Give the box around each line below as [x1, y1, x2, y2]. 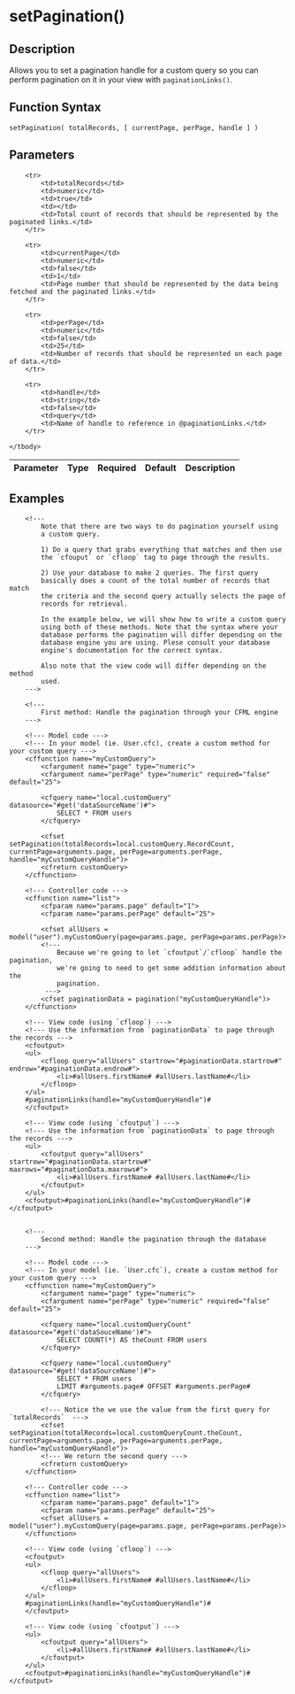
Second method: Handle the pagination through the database [41, 1235, 267, 1244]
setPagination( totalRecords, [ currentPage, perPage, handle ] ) [9, 123, 259, 132]
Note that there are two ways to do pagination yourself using [41, 522, 278, 531]
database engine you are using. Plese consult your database [41, 638, 271, 647]
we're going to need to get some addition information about [56, 963, 287, 973]
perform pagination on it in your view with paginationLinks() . [9, 74, 232, 85]
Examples [9, 491, 64, 507]
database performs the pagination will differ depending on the [41, 630, 283, 639]
